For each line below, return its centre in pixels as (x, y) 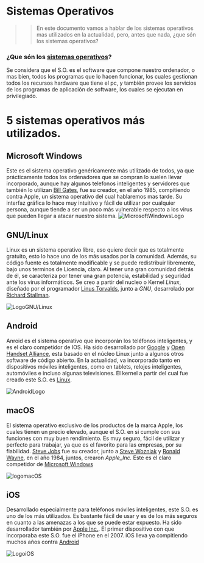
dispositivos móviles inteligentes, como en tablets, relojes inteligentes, (94, 366)
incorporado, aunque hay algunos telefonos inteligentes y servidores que (98, 183)
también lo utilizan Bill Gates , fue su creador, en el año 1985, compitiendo (98, 190)
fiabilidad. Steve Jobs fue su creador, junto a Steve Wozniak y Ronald (93, 451)
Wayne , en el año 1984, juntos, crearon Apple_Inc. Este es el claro (89, 458)
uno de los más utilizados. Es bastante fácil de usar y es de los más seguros (102, 516)
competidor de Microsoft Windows (50, 464)
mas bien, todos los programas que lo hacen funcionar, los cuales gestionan (102, 77)
